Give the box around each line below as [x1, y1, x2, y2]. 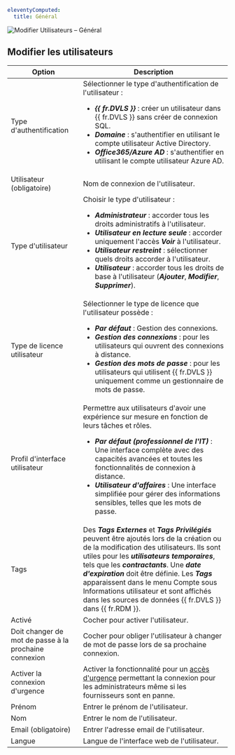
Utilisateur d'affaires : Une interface [94, 480, 217, 490]
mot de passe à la [10, 635, 69, 645]
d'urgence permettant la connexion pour [83, 673, 216, 683]
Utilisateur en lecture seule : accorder [94, 228, 222, 238]
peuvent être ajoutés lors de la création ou [83, 533, 222, 543]
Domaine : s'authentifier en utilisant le [94, 130, 220, 140]
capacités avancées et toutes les [94, 454, 203, 463]
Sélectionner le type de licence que [83, 299, 199, 308]
